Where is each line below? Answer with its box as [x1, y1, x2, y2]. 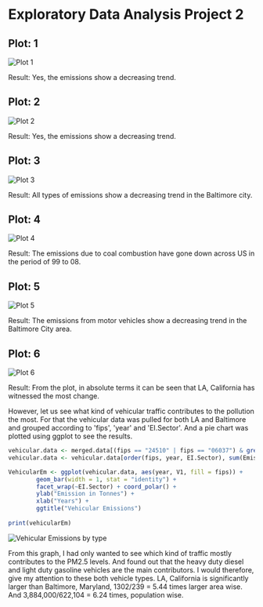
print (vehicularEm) [8, 519, 72, 527]
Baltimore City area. [8, 324, 72, 334]
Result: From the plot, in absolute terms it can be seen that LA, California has [8, 383, 255, 393]
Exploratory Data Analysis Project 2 [8, 5, 244, 24]
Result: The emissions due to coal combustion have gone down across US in [8, 249, 255, 258]
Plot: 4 [8, 213, 41, 227]
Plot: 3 [8, 154, 41, 168]
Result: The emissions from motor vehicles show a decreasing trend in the [8, 316, 247, 325]
